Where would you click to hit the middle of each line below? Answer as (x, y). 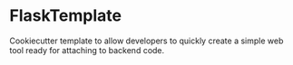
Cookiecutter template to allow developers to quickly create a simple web (146, 41)
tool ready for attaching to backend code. (87, 50)
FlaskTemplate (66, 16)
